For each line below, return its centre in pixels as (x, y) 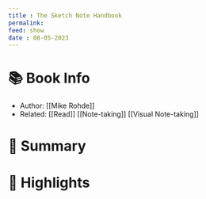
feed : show (26, 30)
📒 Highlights (49, 182)
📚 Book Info (49, 78)
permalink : (26, 23)
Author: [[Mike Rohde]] (57, 106)
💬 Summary (47, 146)
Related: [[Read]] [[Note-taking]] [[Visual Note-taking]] (109, 114)
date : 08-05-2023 (38, 38)
